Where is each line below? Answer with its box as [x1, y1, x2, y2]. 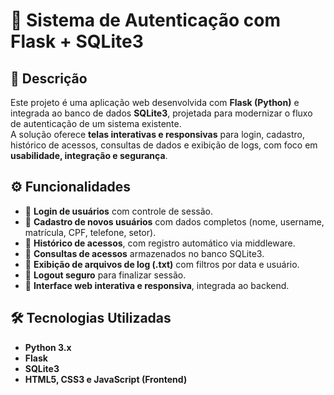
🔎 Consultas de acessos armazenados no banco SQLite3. [24, 247, 265, 259]
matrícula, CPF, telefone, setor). [24, 226, 157, 238]
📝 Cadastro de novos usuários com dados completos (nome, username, [24, 215, 325, 228]
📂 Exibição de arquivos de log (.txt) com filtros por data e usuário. [24, 258, 300, 270]
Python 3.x [24, 341, 72, 353]
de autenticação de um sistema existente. [10, 118, 182, 129]
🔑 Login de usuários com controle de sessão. [24, 205, 213, 217]
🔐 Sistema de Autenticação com [10, 9, 281, 32]
